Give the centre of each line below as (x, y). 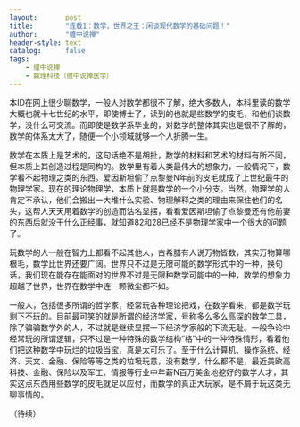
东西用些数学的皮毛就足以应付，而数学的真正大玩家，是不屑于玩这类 (158, 383)
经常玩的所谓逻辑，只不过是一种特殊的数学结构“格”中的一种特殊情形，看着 (146, 338)
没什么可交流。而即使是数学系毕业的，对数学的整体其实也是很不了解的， (158, 124)
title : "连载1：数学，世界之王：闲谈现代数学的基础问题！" (120, 26)
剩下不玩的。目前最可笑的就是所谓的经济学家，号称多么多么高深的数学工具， (150, 316)
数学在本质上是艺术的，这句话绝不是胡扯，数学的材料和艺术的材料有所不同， (150, 155)
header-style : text (46, 43)
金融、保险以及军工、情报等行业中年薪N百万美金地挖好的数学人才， (157, 371)
